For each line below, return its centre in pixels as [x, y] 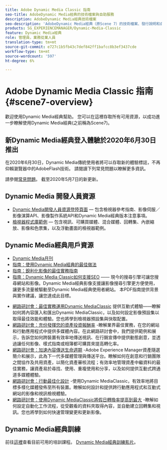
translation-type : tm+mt [31, 42]
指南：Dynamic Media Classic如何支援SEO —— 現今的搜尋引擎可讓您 [83, 277]
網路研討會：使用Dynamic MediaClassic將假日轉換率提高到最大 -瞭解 [83, 400]
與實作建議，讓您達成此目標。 [43, 296]
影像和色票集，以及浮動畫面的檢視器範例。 [65, 228]
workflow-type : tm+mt [28, 51]
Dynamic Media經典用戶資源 [49, 245]
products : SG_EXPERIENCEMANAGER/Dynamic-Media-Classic [63, 28]
